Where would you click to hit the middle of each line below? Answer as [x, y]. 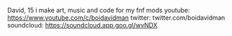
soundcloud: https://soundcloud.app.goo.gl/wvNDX [82, 25]
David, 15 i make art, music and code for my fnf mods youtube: [99, 10]
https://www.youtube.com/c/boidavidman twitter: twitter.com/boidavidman [116, 18]
